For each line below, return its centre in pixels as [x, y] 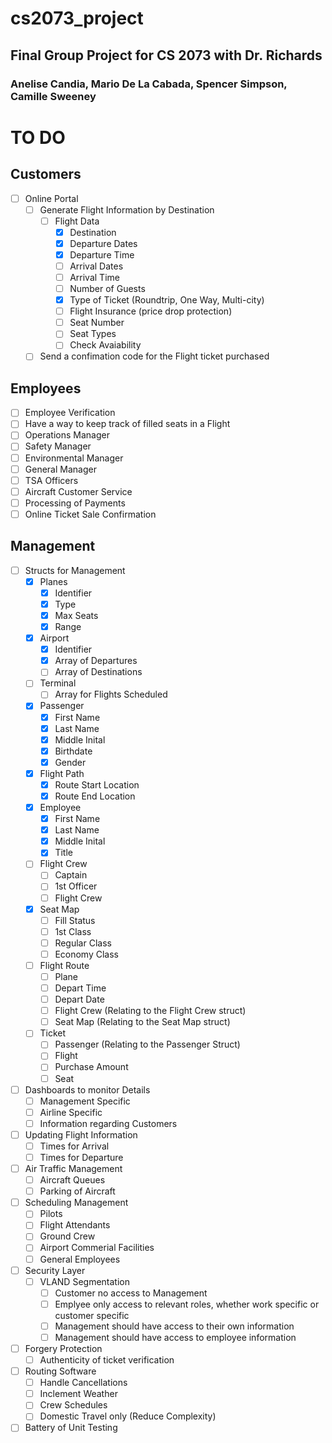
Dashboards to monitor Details [87, 1089]
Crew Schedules [73, 1405]
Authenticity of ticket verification [107, 1360]
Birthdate [73, 751]
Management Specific [85, 1101]
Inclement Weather [78, 1394]
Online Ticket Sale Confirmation [90, 514]
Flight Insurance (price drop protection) [151, 311]
